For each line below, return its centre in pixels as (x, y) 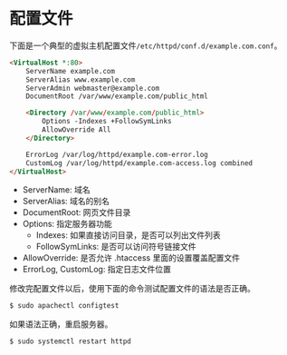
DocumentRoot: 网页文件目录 (77, 212)
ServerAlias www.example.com (81, 79)
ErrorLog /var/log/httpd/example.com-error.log (117, 154)
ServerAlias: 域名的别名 (66, 202)
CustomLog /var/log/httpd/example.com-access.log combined (139, 163)
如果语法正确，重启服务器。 (61, 324)
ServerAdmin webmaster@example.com (93, 88)
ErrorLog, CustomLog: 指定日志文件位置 (97, 270)
